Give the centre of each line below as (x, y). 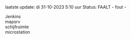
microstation (18, 32)
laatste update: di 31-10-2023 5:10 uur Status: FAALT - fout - (66, 7)
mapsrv (13, 22)
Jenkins (13, 16)
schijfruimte (17, 27)
